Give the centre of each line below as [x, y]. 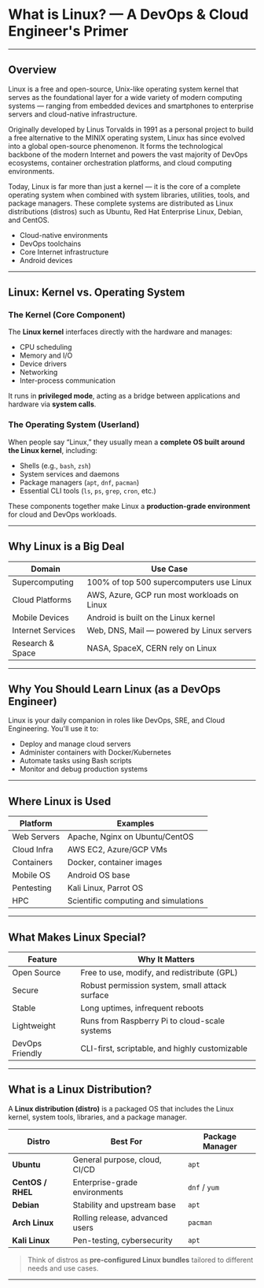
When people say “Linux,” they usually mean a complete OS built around [126, 442]
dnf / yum [203, 1187]
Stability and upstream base [124, 1204]
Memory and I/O [46, 355]
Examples [136, 823]
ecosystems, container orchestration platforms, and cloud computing [120, 162]
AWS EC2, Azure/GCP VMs [117, 850]
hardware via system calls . [52, 404]
